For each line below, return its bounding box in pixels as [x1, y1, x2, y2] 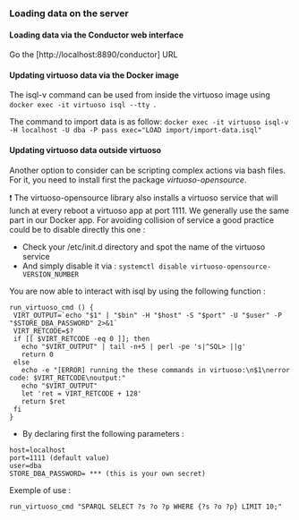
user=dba [9, 461, 42, 470]
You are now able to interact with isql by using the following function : [9, 286, 266, 296]
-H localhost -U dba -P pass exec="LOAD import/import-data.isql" [9, 126, 262, 135]
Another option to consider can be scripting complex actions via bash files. [9, 165, 286, 175]
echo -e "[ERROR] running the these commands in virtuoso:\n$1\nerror [21, 365, 291, 374]
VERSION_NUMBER [21, 269, 80, 279]
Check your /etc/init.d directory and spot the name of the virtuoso [21, 241, 266, 252]
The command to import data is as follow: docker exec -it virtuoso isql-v [9, 116, 289, 127]
